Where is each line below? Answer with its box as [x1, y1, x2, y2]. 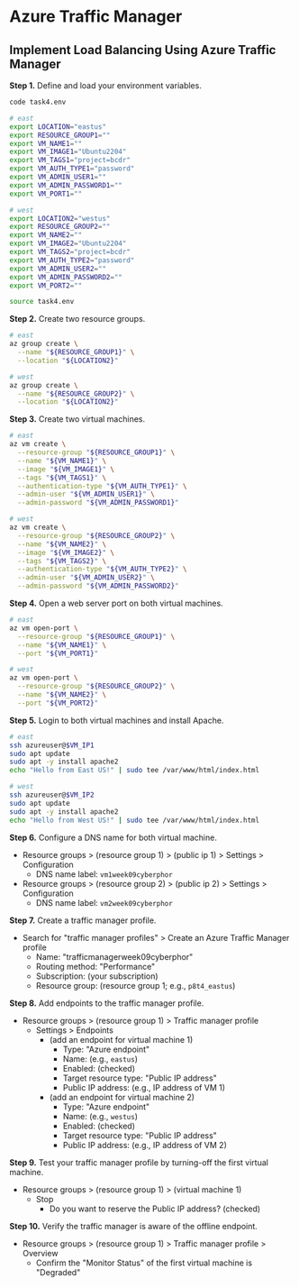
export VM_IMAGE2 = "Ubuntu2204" [9, 239, 127, 249]
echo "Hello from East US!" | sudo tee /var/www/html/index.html [9, 766, 259, 775]
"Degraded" [35, 1266, 81, 1277]
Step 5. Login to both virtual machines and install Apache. [9, 715, 224, 726]
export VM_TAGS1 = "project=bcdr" [9, 156, 131, 165]
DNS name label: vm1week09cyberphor [35, 868, 173, 880]
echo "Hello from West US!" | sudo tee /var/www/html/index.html [9, 816, 259, 825]
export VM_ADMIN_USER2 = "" [9, 264, 106, 273]
